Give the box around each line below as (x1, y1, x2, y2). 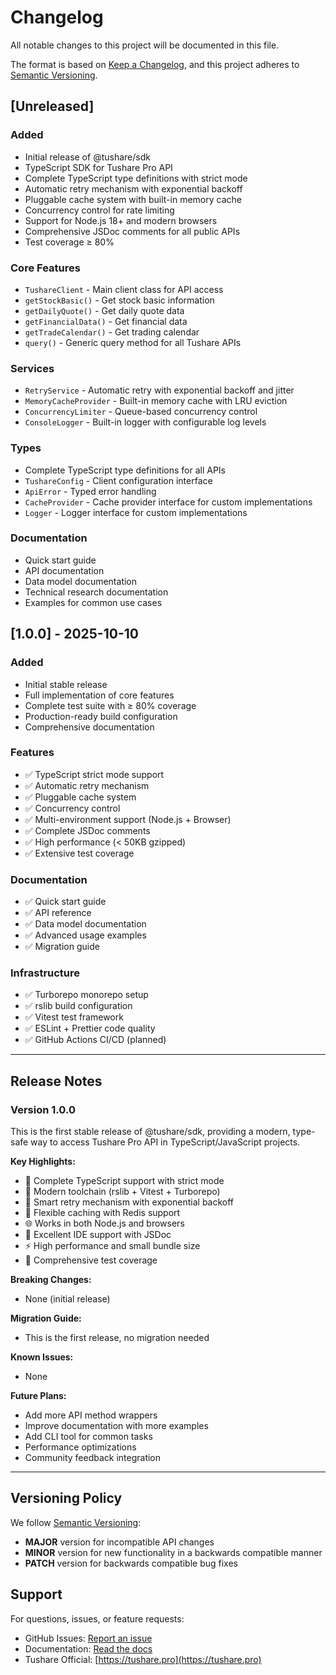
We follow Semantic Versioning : (10, 1516, 142, 1528)
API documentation (24, 564, 105, 576)
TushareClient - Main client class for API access (24, 283, 224, 295)
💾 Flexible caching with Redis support (24, 1207, 181, 1219)
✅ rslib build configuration (24, 1000, 133, 1012)
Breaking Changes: (10, 1274, 92, 1286)
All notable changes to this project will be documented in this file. (10, 39, 280, 51)
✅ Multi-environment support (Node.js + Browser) (24, 813, 232, 825)
